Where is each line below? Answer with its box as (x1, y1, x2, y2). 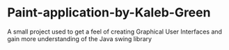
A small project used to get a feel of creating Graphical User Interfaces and (7, 27, 223, 36)
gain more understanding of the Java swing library (7, 34, 152, 42)
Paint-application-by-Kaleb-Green (7, 5, 211, 21)
